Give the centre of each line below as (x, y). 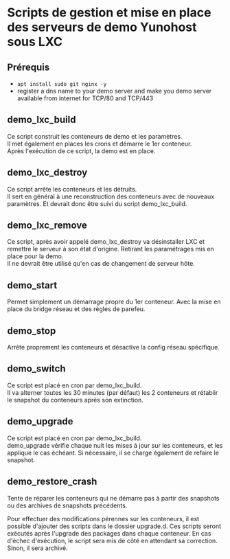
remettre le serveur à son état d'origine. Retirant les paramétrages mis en (111, 249)
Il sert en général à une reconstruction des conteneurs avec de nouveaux (111, 196)
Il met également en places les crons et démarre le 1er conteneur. (100, 144)
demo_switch (37, 369)
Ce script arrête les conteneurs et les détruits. (72, 189)
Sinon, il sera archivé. (37, 548)
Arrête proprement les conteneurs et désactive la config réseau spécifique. (113, 347)
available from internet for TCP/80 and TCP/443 (85, 98)
